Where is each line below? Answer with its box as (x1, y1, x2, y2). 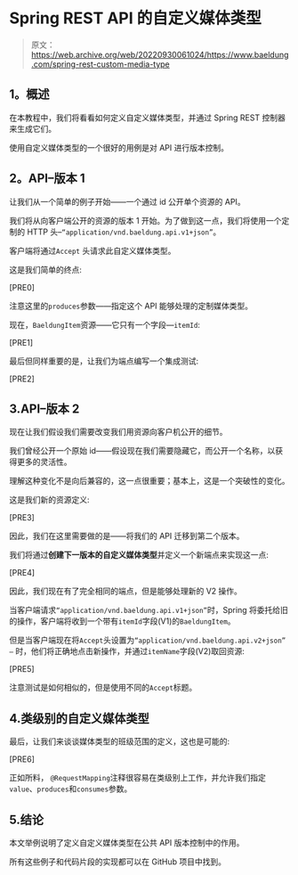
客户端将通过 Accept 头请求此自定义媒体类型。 (9, 245, 176, 256)
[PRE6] (9, 754, 36, 765)
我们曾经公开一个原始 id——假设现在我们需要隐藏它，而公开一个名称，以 (9, 446, 276, 456)
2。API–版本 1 (9, 171, 85, 186)
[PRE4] (9, 568, 36, 578)
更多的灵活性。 (16, 456, 72, 468)
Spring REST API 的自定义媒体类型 (9, 8, 262, 29)
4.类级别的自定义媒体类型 (9, 710, 149, 726)
